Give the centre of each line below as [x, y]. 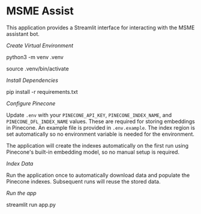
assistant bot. [23, 33]
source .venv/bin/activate [37, 68]
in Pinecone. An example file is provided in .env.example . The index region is [100, 127]
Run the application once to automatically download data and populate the [98, 175]
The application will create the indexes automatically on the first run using [97, 145]
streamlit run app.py [31, 204]
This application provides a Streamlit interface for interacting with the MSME [100, 27]
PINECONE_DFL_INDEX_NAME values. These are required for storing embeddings [100, 121]
